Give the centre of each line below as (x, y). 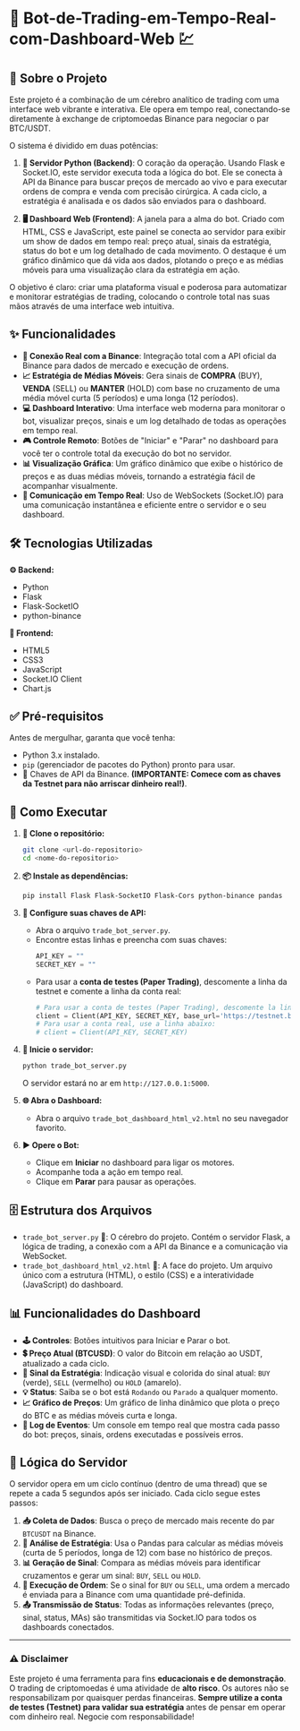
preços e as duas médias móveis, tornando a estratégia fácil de (139, 476)
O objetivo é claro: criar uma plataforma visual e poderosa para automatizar (148, 287)
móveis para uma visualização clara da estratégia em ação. (131, 270)
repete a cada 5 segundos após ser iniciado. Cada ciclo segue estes (135, 1494)
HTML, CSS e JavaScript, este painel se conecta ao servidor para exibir (154, 231)
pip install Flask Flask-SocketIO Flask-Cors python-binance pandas (152, 895)
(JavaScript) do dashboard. (72, 1284)
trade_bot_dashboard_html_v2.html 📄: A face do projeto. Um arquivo (147, 1265)
